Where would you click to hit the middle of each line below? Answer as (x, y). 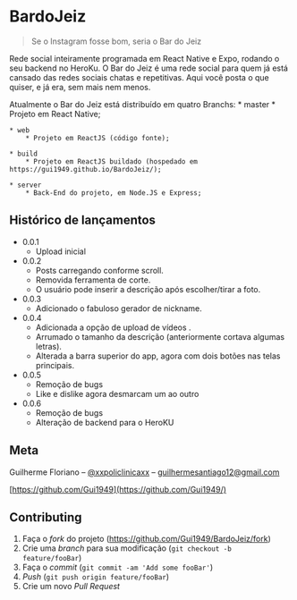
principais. (55, 365)
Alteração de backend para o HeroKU (105, 422)
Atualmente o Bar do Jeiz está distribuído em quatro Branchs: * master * (142, 104)
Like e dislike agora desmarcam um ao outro (117, 393)
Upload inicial (61, 251)
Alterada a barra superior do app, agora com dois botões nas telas (158, 356)
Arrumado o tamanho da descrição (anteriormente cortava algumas (160, 336)
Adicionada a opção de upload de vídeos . (113, 327)
